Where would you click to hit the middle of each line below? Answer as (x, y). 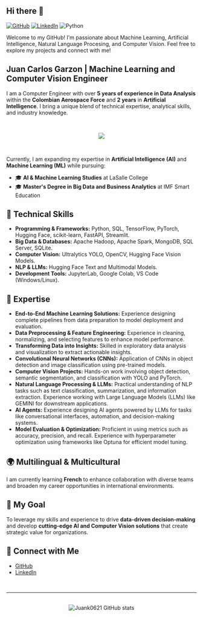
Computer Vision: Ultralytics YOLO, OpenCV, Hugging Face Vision (98, 254)
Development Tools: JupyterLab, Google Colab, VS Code (87, 274)
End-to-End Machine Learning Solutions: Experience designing (95, 314)
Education (27, 195)
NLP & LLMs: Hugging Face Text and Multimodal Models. (86, 267)
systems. (26, 423)
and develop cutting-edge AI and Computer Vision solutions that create (97, 526)
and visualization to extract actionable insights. (73, 352)
